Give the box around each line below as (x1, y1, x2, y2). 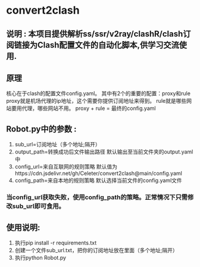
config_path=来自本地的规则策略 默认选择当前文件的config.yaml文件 (14, 177, 183, 184)
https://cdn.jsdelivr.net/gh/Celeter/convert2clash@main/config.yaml (14, 170, 183, 177)
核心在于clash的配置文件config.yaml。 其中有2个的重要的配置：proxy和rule (6, 90, 190, 97)
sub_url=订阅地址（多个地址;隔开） (14, 141, 101, 148)
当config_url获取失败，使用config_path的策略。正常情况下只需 (6, 193, 188, 202)
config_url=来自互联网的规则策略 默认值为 (14, 163, 118, 170)
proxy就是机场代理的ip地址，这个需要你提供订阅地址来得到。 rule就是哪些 (6, 98, 187, 105)
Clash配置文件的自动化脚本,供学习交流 (37, 40, 180, 50)
